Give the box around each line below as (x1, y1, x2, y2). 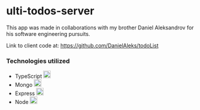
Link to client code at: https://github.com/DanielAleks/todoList (6, 42, 159, 49)
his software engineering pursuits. (6, 30, 91, 37)
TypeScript (14, 73, 42, 80)
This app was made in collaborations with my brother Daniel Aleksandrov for (6, 24, 194, 31)
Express (14, 90, 35, 97)
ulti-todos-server (6, 4, 94, 18)
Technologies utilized (6, 57, 70, 65)
